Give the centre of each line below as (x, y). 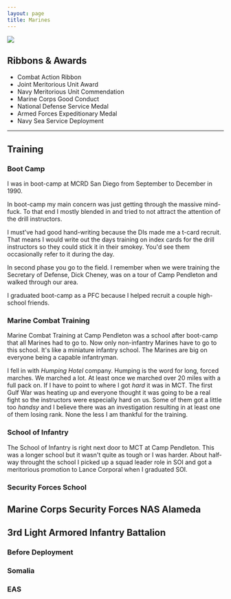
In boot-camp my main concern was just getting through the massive (105, 204)
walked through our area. (43, 282)
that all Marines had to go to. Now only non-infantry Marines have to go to (112, 343)
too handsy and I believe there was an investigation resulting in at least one (114, 407)
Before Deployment (40, 552)
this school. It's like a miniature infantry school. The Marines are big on (107, 350)
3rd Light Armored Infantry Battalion (87, 533)
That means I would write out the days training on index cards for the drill (111, 239)
